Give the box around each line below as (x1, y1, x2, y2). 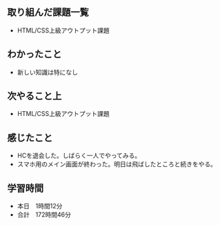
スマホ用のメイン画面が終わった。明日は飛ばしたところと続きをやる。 (17, 160, 217, 168)
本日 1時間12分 (17, 202, 63, 211)
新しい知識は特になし (17, 68, 78, 76)
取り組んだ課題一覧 (7, 6, 89, 19)
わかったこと (7, 48, 62, 60)
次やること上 (7, 90, 62, 102)
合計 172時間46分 (17, 211, 71, 219)
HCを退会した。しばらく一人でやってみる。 (17, 151, 141, 160)
